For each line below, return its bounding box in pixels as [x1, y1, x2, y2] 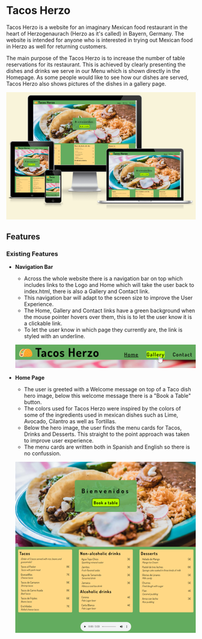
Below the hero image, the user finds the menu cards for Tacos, [23, 424, 182, 431]
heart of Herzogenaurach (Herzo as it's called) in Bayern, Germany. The [6, 30, 185, 37]
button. [23, 398, 42, 406]
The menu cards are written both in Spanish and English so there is [23, 443, 191, 450]
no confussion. [23, 450, 61, 457]
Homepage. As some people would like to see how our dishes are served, [6, 74, 189, 81]
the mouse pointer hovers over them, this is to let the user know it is [23, 313, 192, 321]
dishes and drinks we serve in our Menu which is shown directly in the [6, 67, 180, 74]
